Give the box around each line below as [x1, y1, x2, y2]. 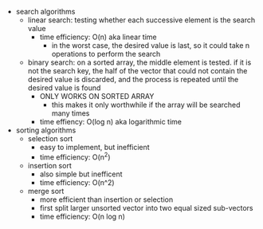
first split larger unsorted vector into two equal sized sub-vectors [39, 203, 253, 212]
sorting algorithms [15, 125, 77, 135]
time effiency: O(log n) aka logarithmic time [39, 117, 182, 126]
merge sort [27, 186, 65, 195]
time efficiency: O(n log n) [39, 211, 126, 221]
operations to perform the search [51, 49, 161, 58]
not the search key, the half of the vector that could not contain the [27, 66, 248, 75]
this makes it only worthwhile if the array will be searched [51, 100, 241, 109]
